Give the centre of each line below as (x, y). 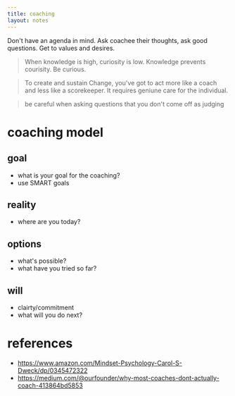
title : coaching (31, 14)
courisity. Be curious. (55, 69)
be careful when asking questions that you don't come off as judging (124, 104)
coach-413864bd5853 (50, 385)
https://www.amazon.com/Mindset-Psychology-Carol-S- (100, 363)
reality (22, 205)
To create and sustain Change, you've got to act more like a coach (121, 82)
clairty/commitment (46, 307)
